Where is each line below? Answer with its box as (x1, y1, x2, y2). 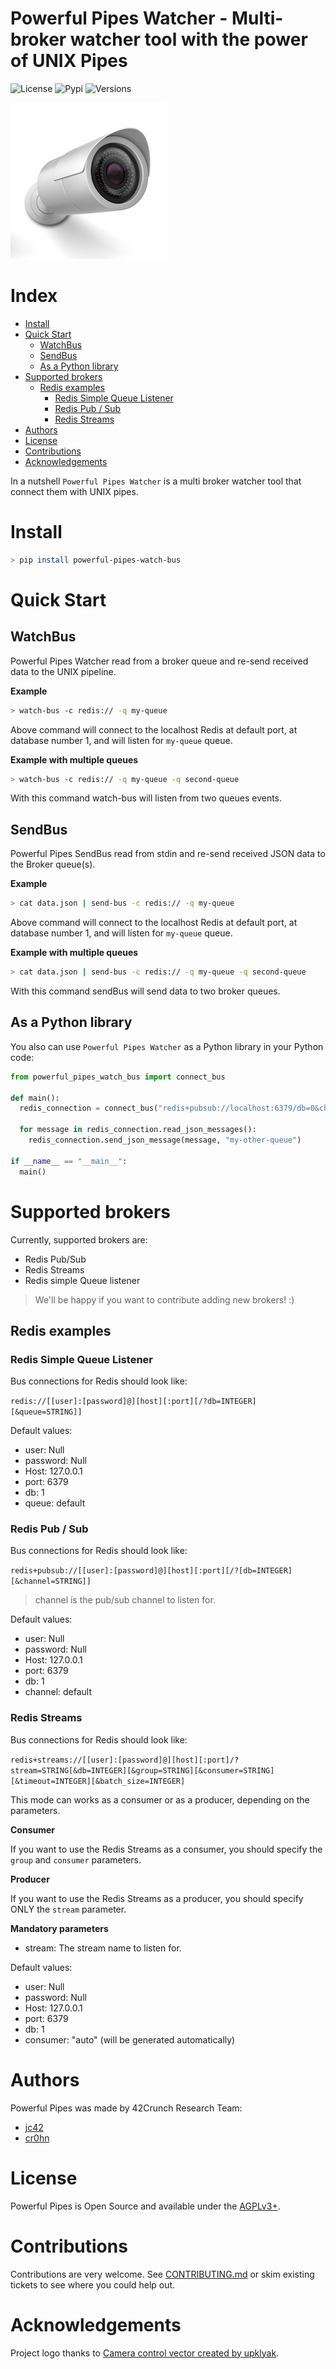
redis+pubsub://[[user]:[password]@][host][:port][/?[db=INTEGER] (10, 1566, 293, 1576)
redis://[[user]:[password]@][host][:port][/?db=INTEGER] (10, 1397, 257, 1407)
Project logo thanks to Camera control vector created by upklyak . (10, 2347, 280, 2359)
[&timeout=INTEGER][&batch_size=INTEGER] (10, 1776, 186, 1786)
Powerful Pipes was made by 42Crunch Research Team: (10, 2102, 243, 2114)
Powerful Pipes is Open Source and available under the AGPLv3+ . (10, 2200, 281, 2212)
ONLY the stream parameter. (10, 1903, 127, 1915)
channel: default (24, 1686, 93, 1698)
